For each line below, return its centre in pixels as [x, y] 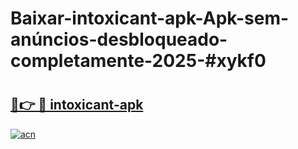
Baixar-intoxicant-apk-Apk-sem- [150, 18]
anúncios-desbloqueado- [119, 39]
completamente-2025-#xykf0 [138, 61]
